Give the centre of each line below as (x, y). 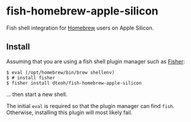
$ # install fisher (31, 78)
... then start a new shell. (37, 94)
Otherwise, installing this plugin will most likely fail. (70, 112)
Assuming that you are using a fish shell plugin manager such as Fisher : (96, 61)
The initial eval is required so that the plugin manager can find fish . (90, 106)
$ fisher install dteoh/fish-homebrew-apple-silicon (74, 83)
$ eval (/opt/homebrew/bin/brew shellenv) (60, 72)
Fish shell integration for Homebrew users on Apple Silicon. (80, 28)
